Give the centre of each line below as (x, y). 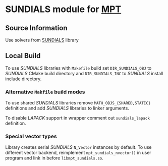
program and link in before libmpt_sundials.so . (54, 158)
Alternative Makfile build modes (45, 92)
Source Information (36, 28)
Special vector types (31, 136)
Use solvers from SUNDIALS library (42, 40)
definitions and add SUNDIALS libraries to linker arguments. (67, 108)
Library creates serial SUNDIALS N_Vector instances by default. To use (78, 147)
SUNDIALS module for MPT (63, 9)
